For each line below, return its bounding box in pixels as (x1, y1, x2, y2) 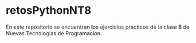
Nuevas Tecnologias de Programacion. (5, 29, 102, 36)
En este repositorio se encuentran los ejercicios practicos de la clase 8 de (5, 23, 190, 30)
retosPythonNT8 (5, 4, 92, 17)
